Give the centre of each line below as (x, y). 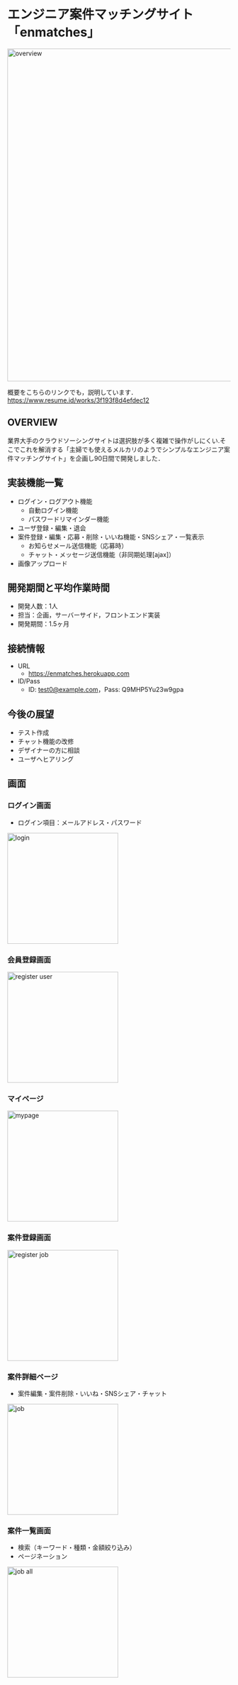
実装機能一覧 (35, 483)
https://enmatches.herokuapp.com (79, 674)
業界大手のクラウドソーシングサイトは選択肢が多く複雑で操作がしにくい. (114, 440)
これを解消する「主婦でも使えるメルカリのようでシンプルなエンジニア (122, 449)
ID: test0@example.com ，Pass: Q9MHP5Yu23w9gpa (106, 690)
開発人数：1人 (38, 606)
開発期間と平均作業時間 (58, 587)
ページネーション (42, 1557)
